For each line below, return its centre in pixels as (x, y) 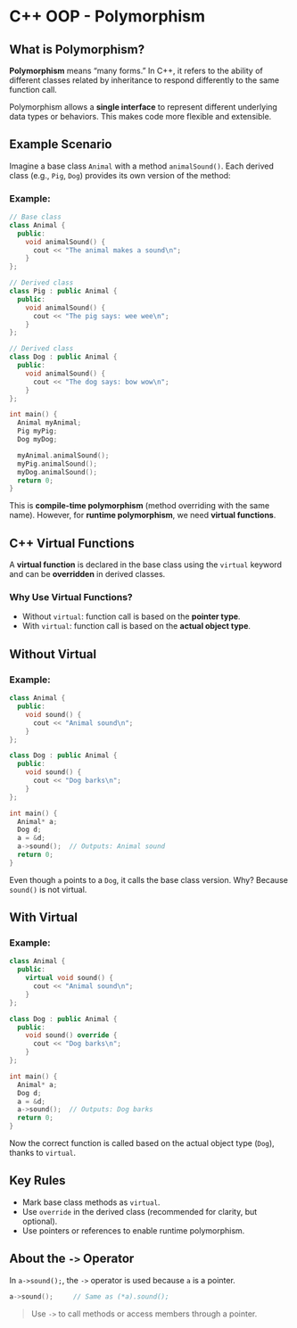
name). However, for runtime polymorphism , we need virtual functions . (143, 516)
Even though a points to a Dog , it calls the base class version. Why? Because (148, 879)
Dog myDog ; (37, 440)
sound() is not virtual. (48, 889)
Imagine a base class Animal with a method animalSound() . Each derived (141, 166)
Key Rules (37, 1180)
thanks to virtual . (42, 1153)
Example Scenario (61, 144)
